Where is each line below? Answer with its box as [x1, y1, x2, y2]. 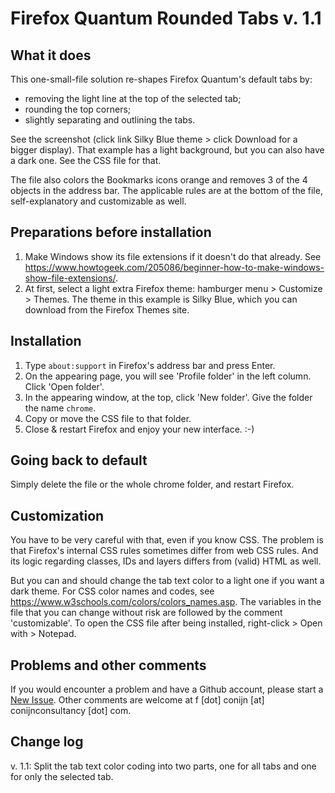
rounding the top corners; [24, 103, 132, 115]
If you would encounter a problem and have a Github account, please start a [10, 683, 324, 696]
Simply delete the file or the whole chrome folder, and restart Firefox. [10, 478, 295, 491]
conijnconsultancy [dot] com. [10, 705, 132, 717]
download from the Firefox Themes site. [24, 303, 190, 316]
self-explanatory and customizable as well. [10, 195, 187, 207]
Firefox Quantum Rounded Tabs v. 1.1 [10, 7, 322, 30]
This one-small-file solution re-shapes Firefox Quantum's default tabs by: [10, 73, 313, 85]
